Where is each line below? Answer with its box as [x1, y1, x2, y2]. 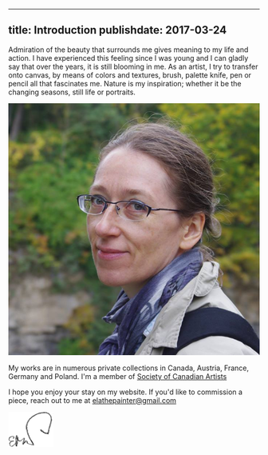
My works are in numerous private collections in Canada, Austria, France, [8, 363, 250, 373]
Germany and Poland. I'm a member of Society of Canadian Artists [8, 371, 227, 381]
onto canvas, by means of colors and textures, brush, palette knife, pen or [8, 70, 252, 80]
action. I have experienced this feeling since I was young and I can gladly [8, 53, 249, 62]
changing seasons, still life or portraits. [8, 87, 136, 97]
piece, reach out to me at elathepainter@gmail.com [8, 395, 177, 405]
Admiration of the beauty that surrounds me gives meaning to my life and [8, 45, 249, 54]
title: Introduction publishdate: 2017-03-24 [8, 23, 227, 37]
